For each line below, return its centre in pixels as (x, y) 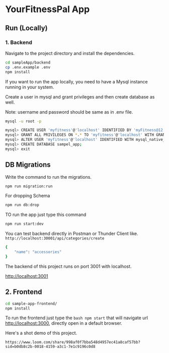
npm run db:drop (22, 205)
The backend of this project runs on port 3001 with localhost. (68, 266)
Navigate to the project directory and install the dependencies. (70, 53)
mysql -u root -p (23, 121)
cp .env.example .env (28, 67)
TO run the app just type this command (46, 215)
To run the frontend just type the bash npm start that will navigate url (77, 318)
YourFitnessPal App (48, 9)
